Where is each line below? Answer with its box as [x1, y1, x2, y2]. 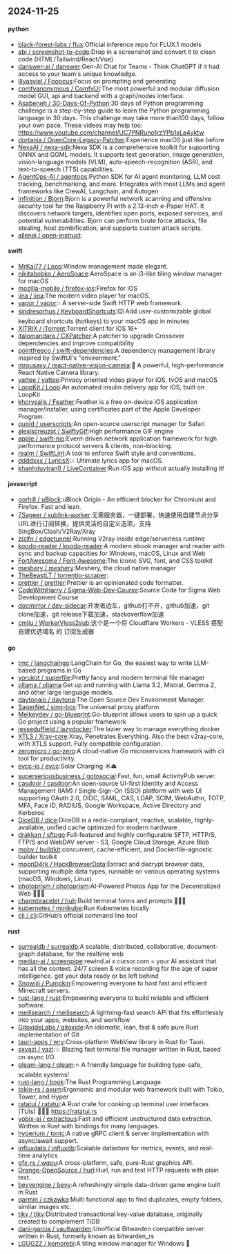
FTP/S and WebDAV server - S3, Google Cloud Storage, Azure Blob [17, 838, 210, 847]
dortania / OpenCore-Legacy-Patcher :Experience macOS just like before [17, 135, 224, 144]
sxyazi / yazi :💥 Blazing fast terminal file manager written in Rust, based [17, 1045, 221, 1054]
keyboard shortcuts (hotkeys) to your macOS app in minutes [17, 317, 190, 325]
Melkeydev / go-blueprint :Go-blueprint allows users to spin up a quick [17, 711, 217, 719]
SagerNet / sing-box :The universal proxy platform [17, 703, 159, 711]
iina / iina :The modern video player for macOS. [17, 291, 151, 300]
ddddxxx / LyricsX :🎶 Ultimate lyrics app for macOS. [17, 456, 164, 465]
